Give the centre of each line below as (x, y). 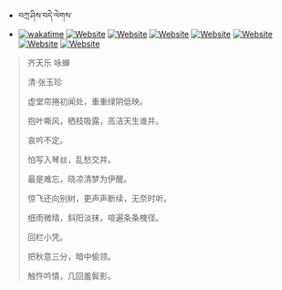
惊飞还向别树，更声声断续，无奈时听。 (99, 198)
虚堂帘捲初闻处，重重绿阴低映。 (87, 101)
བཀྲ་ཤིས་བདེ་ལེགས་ (45, 15)
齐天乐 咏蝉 (48, 62)
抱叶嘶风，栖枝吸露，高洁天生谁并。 (95, 121)
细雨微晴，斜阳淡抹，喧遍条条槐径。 (95, 217)
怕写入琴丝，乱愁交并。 (71, 160)
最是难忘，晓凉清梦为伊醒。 (79, 179)
